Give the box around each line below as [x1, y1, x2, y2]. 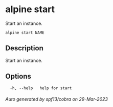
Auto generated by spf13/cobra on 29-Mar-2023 [5, 96, 108, 102]
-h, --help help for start [10, 85, 72, 91]
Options [5, 72, 32, 81]
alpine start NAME [5, 30, 44, 35]
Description [5, 44, 43, 53]
